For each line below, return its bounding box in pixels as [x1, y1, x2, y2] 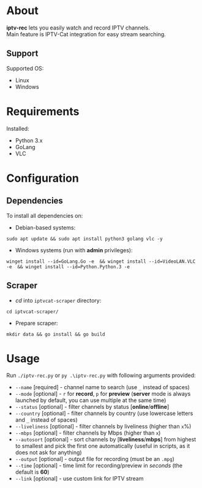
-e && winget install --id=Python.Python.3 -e [6, 263, 130, 270]
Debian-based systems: [15, 223, 76, 231]
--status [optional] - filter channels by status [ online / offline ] [15, 403, 170, 411]
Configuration [6, 171, 80, 185]
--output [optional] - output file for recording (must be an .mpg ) [15, 455, 174, 463]
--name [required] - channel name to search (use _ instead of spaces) [15, 384, 190, 391]
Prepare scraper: [15, 319, 58, 327]
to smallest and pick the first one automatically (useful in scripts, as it [15, 443, 190, 450]
